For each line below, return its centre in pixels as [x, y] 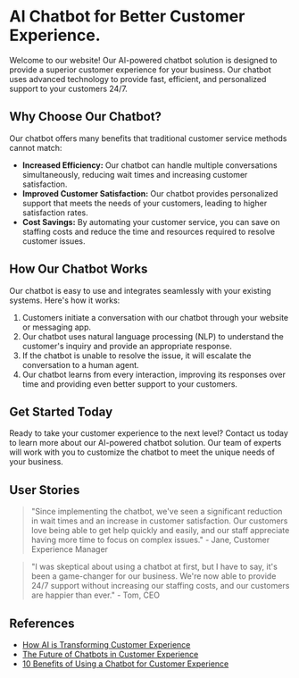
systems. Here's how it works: [65, 300]
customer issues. [54, 241]
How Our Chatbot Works [79, 269]
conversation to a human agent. [81, 364]
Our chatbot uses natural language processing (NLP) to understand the [153, 336]
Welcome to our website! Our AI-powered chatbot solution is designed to [144, 60]
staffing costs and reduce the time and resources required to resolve [148, 231]
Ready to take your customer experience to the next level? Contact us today [149, 433]
